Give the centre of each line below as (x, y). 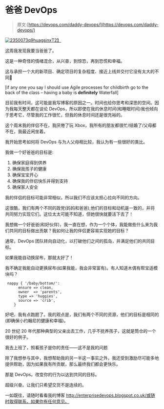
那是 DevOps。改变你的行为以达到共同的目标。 (52, 374)
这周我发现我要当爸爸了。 (31, 50)
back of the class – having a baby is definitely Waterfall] (62, 92)
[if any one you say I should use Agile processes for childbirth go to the (77, 87)
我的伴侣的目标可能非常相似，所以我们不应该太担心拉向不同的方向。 (73, 197)
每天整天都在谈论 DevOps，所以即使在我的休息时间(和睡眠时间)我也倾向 (86, 109)
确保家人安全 (25, 187)
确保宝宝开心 (25, 175)
